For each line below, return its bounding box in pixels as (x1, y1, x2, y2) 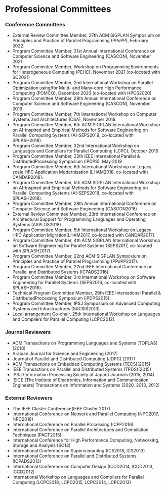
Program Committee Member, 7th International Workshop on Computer (12, 111, 157, 117)
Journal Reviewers (5, 329, 51, 336)
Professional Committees (5, 3, 111, 15)
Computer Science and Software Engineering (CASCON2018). (12, 206, 139, 212)
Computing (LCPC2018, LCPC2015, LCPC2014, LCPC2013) (12, 479, 131, 486)
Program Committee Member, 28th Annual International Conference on (12, 200, 157, 206)
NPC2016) (12, 416, 34, 422)
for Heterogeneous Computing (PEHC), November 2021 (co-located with (12, 69, 161, 75)
